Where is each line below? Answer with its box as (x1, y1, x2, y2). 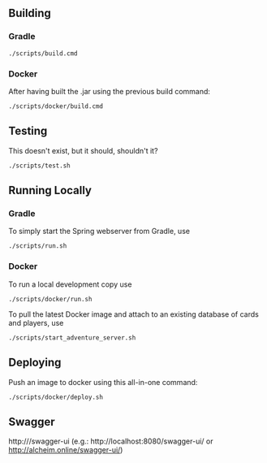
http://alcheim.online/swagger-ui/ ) (8, 445, 123, 455)
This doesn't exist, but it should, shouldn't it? (8, 145, 158, 155)
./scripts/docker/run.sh (8, 295, 93, 303)
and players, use (8, 318, 64, 327)
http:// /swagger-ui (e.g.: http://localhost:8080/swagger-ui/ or (8, 436, 213, 446)
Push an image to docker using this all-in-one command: (8, 377, 198, 387)
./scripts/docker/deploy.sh (8, 393, 104, 401)
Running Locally (8, 184, 92, 197)
